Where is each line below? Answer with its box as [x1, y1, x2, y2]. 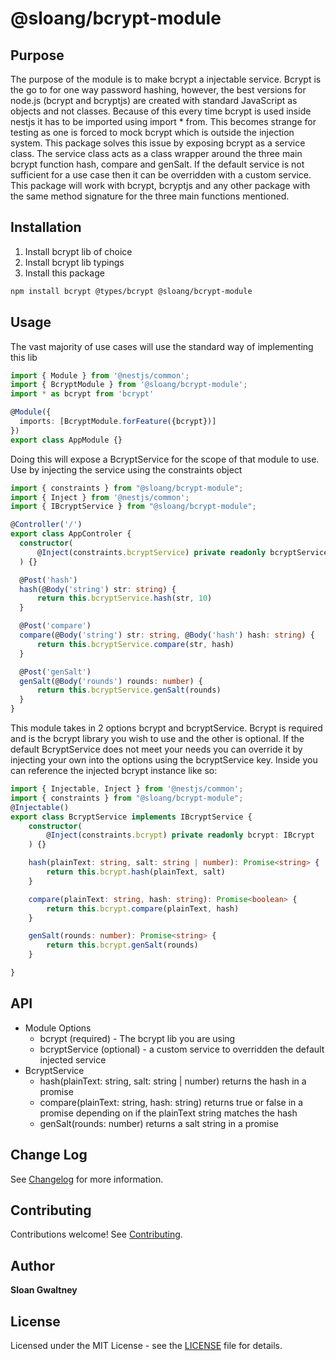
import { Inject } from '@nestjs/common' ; [10, 492, 190, 502]
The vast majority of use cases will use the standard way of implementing [10, 340, 314, 352]
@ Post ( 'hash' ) [19, 575, 78, 585]
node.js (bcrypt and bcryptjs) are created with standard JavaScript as [10, 95, 298, 106]
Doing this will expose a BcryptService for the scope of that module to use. [10, 453, 320, 465]
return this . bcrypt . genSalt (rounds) [46, 940, 199, 951]
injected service [39, 1053, 107, 1066]
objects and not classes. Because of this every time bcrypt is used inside [10, 105, 312, 117]
